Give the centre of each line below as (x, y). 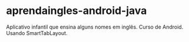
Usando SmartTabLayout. (37, 33)
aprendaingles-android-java (77, 11)
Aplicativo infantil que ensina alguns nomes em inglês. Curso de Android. (95, 27)
